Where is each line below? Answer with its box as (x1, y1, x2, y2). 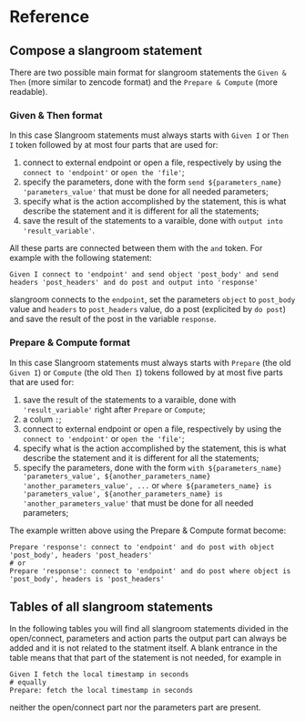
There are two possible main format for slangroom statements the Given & (9, 67, 287, 78)
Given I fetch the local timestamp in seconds (9, 670, 189, 679)
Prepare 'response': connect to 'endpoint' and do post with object (9, 542, 275, 551)
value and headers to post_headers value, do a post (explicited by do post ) (9, 304, 287, 315)
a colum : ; (22, 413, 62, 424)
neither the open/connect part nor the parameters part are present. (9, 702, 261, 713)
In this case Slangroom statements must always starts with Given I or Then (9, 130, 290, 141)
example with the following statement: (9, 253, 152, 264)
